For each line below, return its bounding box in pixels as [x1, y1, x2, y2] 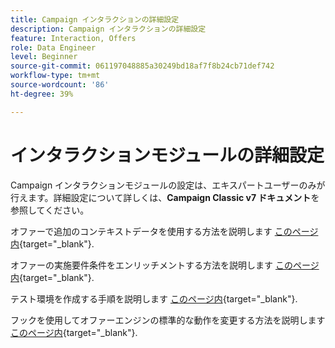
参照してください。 [10, 204, 90, 216]
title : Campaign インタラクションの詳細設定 [10, 14, 180, 25]
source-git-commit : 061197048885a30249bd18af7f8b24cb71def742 [10, 61, 275, 71]
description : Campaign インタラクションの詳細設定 [10, 24, 207, 34]
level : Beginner [10, 52, 78, 62]
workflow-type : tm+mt [10, 71, 101, 81]
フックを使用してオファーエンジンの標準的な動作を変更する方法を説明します [10, 314, 326, 326]
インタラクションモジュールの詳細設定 [10, 144, 325, 166]
